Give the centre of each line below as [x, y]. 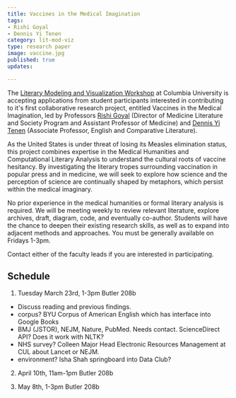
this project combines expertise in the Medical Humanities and [98, 151]
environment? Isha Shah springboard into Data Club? [94, 359]
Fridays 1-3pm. [29, 240]
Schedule [29, 276]
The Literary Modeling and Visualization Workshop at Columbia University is [118, 93]
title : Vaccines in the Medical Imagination [74, 14]
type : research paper [39, 47]
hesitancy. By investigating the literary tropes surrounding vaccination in [112, 166]
